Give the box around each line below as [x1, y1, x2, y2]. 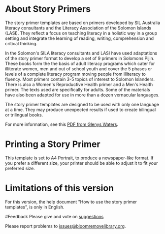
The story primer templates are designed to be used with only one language [5, 101, 159, 107]
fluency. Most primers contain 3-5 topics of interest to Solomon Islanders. [5, 76, 155, 82]
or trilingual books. [5, 112, 43, 117]
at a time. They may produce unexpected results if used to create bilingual [5, 107, 156, 113]
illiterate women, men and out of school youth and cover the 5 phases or [5, 65, 153, 72]
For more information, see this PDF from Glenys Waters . [5, 121, 118, 127]
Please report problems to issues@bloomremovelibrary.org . [5, 223, 126, 229]
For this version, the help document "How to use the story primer [5, 199, 137, 205]
